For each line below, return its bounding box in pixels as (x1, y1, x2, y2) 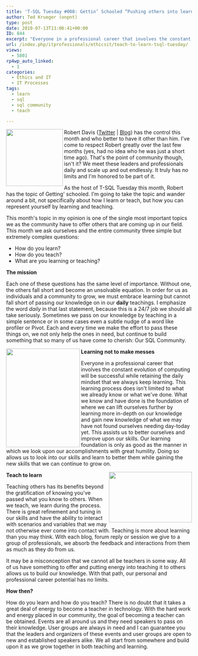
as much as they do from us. (6, 546, 75, 553)
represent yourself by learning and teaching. (6, 203, 114, 210)
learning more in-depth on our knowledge (81, 410, 183, 417)
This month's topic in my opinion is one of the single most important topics (6, 215, 187, 222)
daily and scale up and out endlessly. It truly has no (64, 167, 189, 174)
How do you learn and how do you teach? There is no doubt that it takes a (6, 599, 186, 606)
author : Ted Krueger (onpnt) (6, 14, 78, 20)
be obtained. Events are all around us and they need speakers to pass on (6, 618, 183, 625)
